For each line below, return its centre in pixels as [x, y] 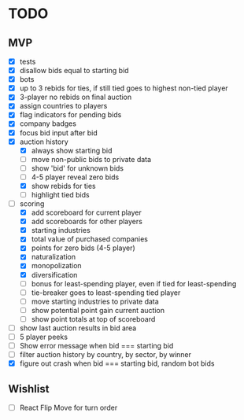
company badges [48, 123]
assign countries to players [63, 106]
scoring [32, 204]
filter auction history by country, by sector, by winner [105, 355]
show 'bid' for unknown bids [78, 168]
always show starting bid [72, 150]
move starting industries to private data [95, 301]
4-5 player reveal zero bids [75, 177]
